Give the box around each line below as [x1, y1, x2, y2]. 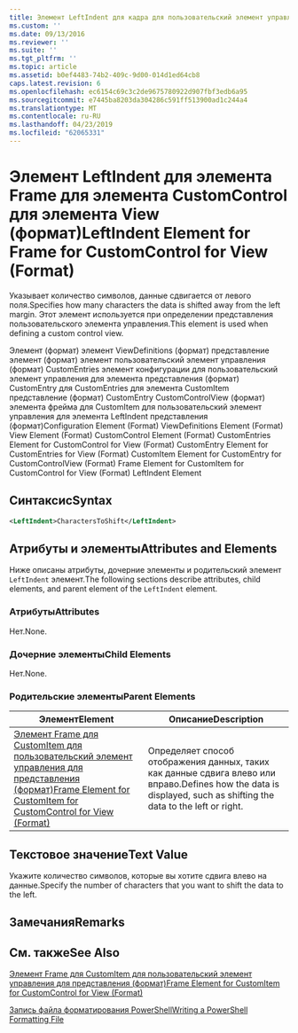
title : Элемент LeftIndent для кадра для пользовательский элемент [9, 12, 264, 22]
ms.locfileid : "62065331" [9, 129, 105, 137]
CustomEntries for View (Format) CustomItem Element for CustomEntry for [9, 449, 282, 459]
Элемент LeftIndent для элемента [9, 167, 273, 187]
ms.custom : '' [9, 21, 62, 30]
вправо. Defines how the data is [147, 778, 279, 790]
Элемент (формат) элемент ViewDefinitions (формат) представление [9, 345, 270, 356]
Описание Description [168, 713, 264, 725]
